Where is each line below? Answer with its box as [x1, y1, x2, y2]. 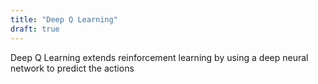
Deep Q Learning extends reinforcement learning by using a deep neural [10, 51, 309, 63]
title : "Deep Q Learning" [10, 14, 118, 25]
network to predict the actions [10, 62, 135, 74]
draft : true [10, 24, 60, 34]
